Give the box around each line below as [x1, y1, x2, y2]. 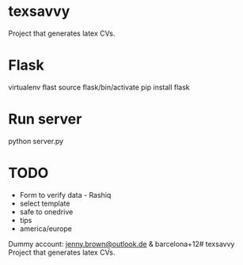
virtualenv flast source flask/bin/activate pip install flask [8, 82, 190, 92]
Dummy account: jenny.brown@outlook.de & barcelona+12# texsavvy [8, 239, 235, 248]
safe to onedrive [19, 206, 74, 216]
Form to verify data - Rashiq [19, 190, 112, 199]
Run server [8, 110, 82, 128]
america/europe [19, 224, 73, 233]
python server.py [8, 136, 64, 146]
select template [19, 199, 70, 208]
